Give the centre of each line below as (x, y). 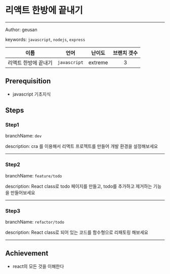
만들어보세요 (23, 192)
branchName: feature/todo (34, 175)
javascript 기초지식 (32, 94)
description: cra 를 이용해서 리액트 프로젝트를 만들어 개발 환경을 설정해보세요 (82, 146)
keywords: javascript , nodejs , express (45, 39)
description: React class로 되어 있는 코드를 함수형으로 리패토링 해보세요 (77, 232)
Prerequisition (28, 81)
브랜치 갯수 (125, 53)
